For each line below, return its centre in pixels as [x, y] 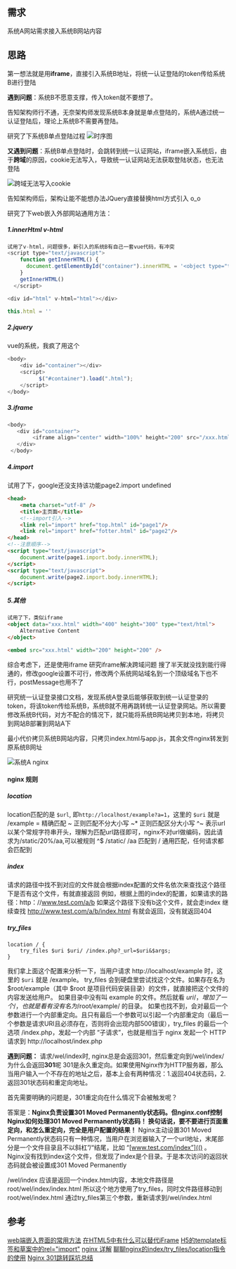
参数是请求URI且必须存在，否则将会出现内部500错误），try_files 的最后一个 [120, 1024]
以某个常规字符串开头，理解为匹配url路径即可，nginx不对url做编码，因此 [112, 832]
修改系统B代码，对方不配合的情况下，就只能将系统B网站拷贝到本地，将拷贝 [116, 714]
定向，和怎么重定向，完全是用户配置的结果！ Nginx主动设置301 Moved [110, 1130]
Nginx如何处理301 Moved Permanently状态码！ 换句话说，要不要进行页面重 [118, 1121]
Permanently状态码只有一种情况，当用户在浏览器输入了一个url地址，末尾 [112, 1139]
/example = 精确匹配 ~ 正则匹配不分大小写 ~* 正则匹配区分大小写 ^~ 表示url [117, 823]
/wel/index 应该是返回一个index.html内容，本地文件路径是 [91, 1180]
